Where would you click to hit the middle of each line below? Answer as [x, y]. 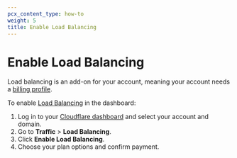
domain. [29, 124]
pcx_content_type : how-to [45, 14]
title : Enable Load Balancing [52, 27]
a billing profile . [30, 89]
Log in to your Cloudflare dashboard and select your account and [113, 117]
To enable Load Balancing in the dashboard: [72, 103]
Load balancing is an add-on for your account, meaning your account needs [119, 81]
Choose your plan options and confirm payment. [88, 147]
